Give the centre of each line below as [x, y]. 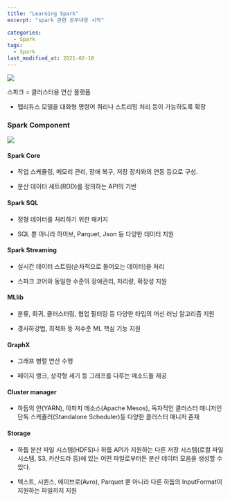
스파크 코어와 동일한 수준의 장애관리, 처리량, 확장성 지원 [92, 281]
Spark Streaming [32, 250]
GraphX [19, 344]
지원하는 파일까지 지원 [47, 490]
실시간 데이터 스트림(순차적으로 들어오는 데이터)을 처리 [91, 266]
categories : [24, 33]
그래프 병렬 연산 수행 [45, 361]
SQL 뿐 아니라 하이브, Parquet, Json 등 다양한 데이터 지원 [96, 234]
